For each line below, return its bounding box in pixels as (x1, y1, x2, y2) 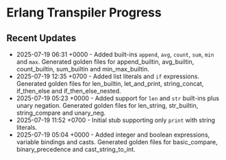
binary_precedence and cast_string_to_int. (16, 146, 136, 153)
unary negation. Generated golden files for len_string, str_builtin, (16, 102, 199, 109)
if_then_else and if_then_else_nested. (16, 87, 121, 95)
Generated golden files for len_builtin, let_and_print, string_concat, (16, 80, 204, 87)
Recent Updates (6, 32, 77, 44)
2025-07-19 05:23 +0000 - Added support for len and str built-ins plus (16, 94, 220, 102)
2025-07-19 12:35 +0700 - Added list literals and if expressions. (16, 72, 200, 80)
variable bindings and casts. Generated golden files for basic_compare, (16, 138, 218, 146)
